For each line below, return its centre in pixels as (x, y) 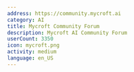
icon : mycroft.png (33, 45)
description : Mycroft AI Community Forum (67, 33)
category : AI (26, 20)
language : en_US (30, 58)
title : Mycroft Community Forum (53, 26)
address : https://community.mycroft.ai (64, 13)
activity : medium (32, 52)
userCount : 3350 (30, 39)
